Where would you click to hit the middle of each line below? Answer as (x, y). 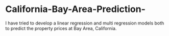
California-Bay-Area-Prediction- (75, 9)
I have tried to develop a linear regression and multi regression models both (85, 23)
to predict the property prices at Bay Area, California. (61, 28)
